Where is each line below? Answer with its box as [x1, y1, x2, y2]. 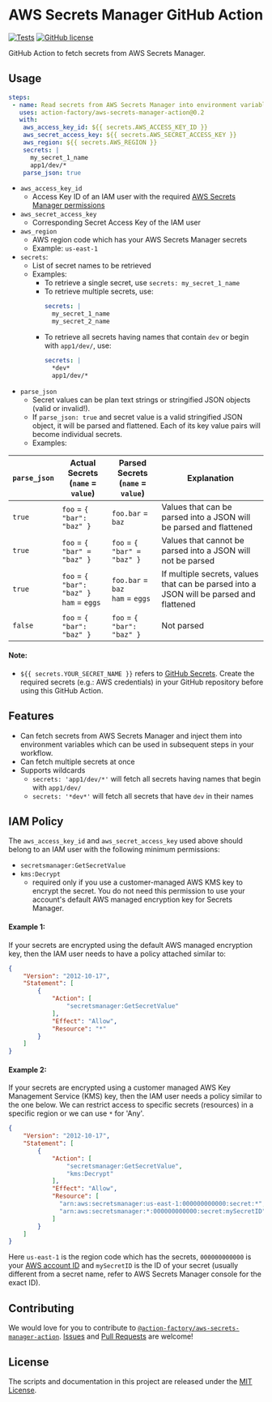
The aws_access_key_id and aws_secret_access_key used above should [8, 836, 243, 846]
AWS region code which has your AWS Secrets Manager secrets [32, 235, 248, 245]
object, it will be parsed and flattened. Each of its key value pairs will [32, 420, 261, 431]
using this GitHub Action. [19, 685, 104, 695]
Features [8, 710, 54, 723]
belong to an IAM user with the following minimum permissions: [8, 845, 220, 855]
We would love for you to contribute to [8, 1323, 136, 1333]
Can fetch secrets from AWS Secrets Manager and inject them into [19, 731, 243, 740]
